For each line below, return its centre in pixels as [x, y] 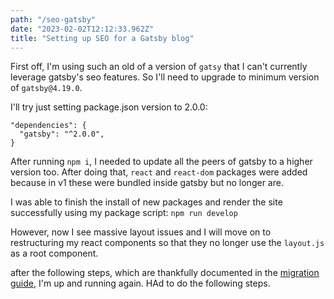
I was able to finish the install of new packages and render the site [146, 202]
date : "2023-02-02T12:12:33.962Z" [82, 29]
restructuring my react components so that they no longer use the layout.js [167, 243]
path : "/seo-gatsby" [53, 19]
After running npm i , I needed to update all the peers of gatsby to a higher [161, 162]
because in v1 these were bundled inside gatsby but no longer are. [147, 183]
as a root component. [54, 253]
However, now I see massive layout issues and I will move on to [141, 232]
